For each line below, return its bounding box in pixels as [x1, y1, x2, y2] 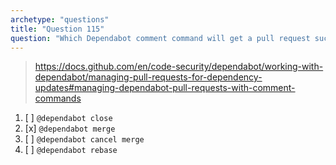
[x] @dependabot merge [24, 122, 116, 135]
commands [34, 92, 82, 105]
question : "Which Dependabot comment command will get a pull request [10, 33, 311, 43]
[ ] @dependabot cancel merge [24, 133, 145, 145]
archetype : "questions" [10, 14, 110, 25]
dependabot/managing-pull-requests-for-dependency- [34, 71, 263, 83]
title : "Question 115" [10, 24, 105, 34]
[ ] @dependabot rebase [24, 144, 118, 156]
